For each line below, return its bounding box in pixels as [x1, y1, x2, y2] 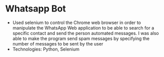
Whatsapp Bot [5, 3, 66, 14]
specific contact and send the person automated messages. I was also [12, 30, 159, 36]
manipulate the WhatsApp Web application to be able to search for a [12, 24, 154, 30]
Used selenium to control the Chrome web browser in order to [12, 19, 141, 25]
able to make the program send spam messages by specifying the [12, 35, 150, 41]
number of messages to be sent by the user [12, 40, 104, 46]
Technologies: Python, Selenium [12, 46, 79, 52]
